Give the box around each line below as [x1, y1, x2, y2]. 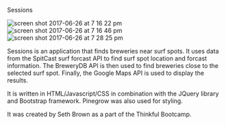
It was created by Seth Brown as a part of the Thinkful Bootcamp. [7, 110, 192, 118]
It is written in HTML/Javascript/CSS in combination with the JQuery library [7, 89, 219, 98]
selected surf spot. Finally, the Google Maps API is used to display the [7, 69, 204, 77]
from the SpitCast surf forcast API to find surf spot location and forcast [7, 54, 208, 62]
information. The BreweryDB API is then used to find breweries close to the [7, 62, 219, 69]
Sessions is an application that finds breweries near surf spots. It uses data [7, 47, 219, 55]
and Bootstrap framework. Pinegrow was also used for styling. [7, 97, 183, 105]
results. [7, 76, 29, 84]
